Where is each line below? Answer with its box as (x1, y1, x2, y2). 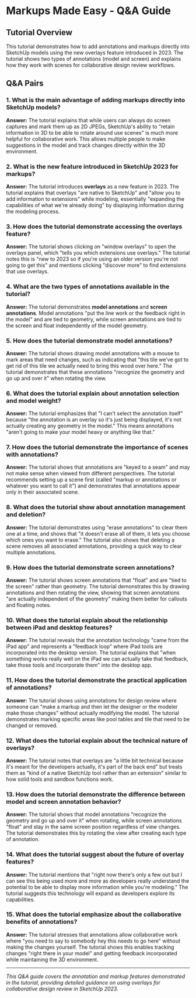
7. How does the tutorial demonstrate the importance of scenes (6, 443, 188, 451)
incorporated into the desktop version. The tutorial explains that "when (6, 649, 176, 656)
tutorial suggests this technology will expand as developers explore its (6, 890, 175, 897)
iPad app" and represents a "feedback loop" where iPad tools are (6, 643, 163, 650)
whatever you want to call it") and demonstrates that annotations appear (6, 482, 180, 489)
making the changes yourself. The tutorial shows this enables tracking (6, 944, 174, 951)
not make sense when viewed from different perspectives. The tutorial (6, 470, 175, 477)
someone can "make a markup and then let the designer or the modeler (6, 703, 178, 710)
